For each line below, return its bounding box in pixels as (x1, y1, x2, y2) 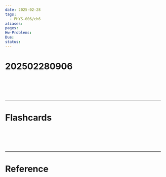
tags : (5, 12, 16, 17)
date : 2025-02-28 (5, 7, 41, 12)
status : (5, 40, 21, 44)
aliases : (5, 21, 23, 26)
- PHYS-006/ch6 (9, 16, 41, 21)
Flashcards (5, 112, 52, 124)
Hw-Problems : (5, 30, 32, 35)
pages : (5, 26, 19, 31)
